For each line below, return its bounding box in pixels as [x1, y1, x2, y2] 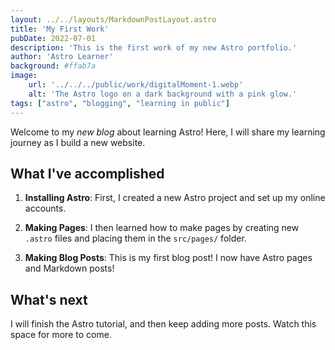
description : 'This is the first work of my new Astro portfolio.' [10, 42, 298, 53]
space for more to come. [10, 329, 112, 341]
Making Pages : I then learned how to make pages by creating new [24, 222, 300, 234]
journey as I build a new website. [10, 136, 146, 148]
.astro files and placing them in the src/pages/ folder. [24, 232, 247, 245]
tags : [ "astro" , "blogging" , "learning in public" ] [10, 98, 230, 108]
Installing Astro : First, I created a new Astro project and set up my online [24, 192, 326, 204]
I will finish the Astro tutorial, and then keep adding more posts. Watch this [10, 318, 317, 330]
